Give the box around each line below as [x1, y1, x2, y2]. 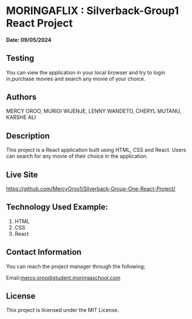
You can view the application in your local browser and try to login [6, 69, 166, 76]
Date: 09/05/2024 [6, 36, 52, 43]
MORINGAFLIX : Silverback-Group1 [6, 4, 179, 18]
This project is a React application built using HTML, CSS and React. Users [6, 147, 186, 154]
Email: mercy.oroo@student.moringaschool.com [6, 274, 121, 281]
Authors [6, 92, 37, 102]
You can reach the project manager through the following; [6, 263, 146, 270]
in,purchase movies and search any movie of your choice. [6, 75, 146, 82]
